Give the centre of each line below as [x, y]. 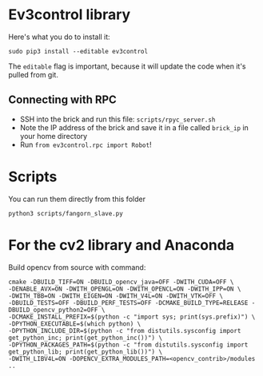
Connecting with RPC [63, 100]
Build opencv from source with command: [77, 267]
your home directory [54, 136]
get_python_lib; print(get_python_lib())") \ [85, 352]
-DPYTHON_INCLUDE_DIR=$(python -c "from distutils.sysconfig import [125, 330]
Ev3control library [70, 15]
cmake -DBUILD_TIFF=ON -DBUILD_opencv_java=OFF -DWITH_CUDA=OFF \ [121, 282]
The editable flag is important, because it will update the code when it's [127, 66]
